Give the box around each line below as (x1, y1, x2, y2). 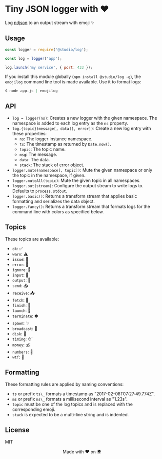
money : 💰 (12, 342, 30, 348)
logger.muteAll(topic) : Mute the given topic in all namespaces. (12, 178, 141, 183)
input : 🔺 (12, 272, 29, 278)
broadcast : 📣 (12, 325, 38, 331)
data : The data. (19, 157, 50, 163)
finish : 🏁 (12, 302, 31, 308)
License (5, 426, 30, 434)
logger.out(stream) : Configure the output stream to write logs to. (12, 183, 144, 189)
